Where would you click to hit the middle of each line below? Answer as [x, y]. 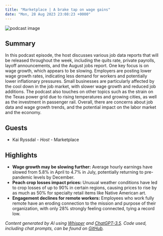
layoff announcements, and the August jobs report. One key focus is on [77, 66]
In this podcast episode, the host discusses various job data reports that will [82, 55]
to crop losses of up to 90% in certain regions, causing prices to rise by [84, 188]
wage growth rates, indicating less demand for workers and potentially [76, 76]
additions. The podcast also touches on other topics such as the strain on [79, 92]
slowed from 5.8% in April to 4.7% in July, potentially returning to [78, 172]
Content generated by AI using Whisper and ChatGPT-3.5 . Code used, [76, 223]
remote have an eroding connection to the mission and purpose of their [84, 203]
